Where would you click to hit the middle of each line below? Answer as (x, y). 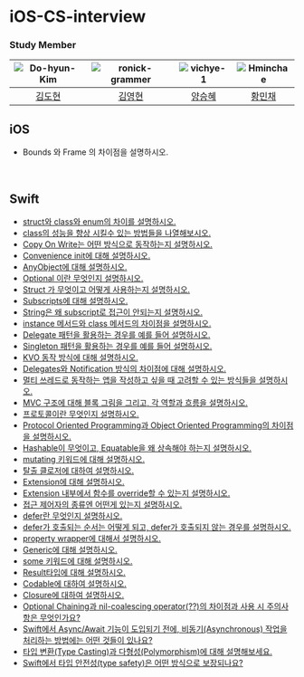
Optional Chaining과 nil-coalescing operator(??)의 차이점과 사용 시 (143, 606)
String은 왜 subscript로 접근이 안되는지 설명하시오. (113, 312)
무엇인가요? (60, 618)
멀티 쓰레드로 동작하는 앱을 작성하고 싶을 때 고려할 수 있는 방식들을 (139, 380)
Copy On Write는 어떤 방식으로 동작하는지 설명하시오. (117, 244)
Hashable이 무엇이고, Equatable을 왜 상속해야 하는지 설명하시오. (137, 448)
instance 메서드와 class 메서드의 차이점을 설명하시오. (117, 324)
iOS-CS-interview (78, 17)
